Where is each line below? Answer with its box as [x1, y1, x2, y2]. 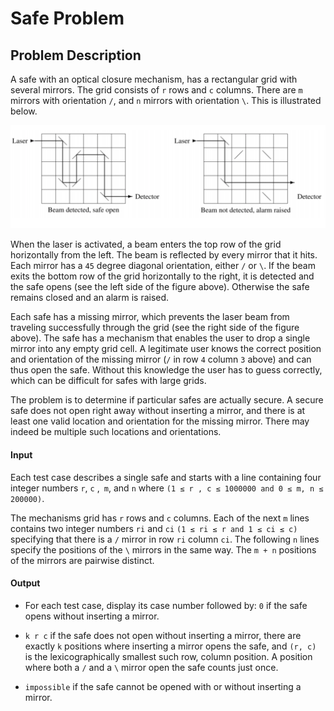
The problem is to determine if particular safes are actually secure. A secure [10, 394, 324, 406]
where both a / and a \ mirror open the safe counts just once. [24, 661, 279, 673]
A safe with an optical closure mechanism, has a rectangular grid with [10, 73, 298, 85]
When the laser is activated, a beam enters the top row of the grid [10, 238, 282, 251]
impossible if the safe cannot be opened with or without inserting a [24, 680, 302, 692]
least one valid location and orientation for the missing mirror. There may [10, 415, 310, 427]
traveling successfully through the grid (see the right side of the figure [10, 322, 300, 334]
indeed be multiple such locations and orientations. [10, 426, 222, 438]
